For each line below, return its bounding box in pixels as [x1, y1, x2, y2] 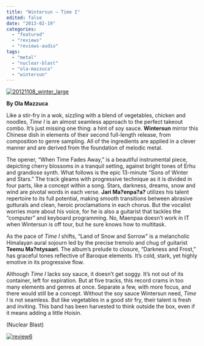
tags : [6, 49, 20, 55]
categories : [6, 26, 37, 32]
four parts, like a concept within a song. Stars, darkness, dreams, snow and [6, 182, 196, 189]
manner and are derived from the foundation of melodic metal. [6, 144, 163, 151]
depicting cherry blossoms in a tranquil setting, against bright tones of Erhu [6, 162, 196, 170]
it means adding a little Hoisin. [6, 309, 82, 317]
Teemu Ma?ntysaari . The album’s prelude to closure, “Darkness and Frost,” [6, 245, 196, 253]
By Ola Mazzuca [6, 100, 49, 107]
